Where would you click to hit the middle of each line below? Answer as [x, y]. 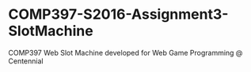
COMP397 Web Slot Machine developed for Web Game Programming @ [125, 52]
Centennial [26, 61]
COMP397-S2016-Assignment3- [118, 14]
